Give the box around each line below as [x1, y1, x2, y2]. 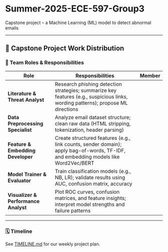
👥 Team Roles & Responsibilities [5, 59, 84, 66]
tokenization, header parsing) [54, 126, 124, 133]
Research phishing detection [54, 81, 122, 88]
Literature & [7, 90, 36, 97]
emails [5, 25, 19, 31]
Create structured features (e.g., [54, 134, 131, 141]
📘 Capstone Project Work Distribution [5, 44, 124, 53]
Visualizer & [7, 191, 37, 198]
